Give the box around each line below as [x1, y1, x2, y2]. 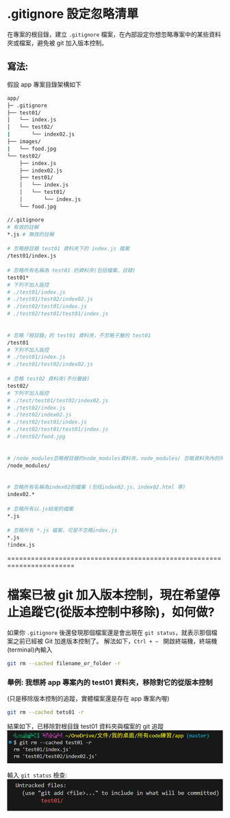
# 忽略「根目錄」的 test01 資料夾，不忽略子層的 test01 [7, 332, 151, 339]
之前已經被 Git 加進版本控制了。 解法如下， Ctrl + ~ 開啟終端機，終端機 [12, 636, 218, 645]
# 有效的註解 [7, 223, 39, 230]
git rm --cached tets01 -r [7, 709, 84, 716]
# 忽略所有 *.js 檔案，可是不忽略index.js [7, 527, 118, 534]
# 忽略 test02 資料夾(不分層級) [7, 375, 90, 382]
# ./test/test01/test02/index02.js [7, 397, 109, 404]
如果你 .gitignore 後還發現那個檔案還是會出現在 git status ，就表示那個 [7, 628, 212, 636]
